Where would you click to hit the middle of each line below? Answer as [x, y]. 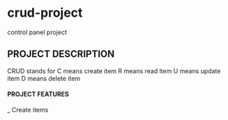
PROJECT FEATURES [38, 94]
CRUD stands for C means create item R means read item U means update [114, 70]
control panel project [37, 32]
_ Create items [28, 110]
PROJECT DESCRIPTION [61, 54]
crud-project [45, 13]
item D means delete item [44, 78]
